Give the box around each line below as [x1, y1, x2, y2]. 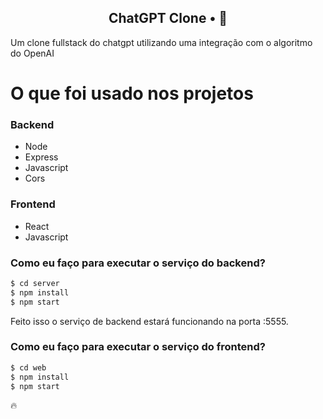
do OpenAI [10, 47, 55, 59]
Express [24, 151, 59, 163]
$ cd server [10, 278, 60, 288]
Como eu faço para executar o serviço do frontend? [10, 340, 266, 354]
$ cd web [10, 362, 47, 373]
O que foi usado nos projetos [10, 82, 254, 105]
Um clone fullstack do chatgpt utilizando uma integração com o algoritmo [10, 36, 313, 48]
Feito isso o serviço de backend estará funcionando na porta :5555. [10, 315, 289, 327]
